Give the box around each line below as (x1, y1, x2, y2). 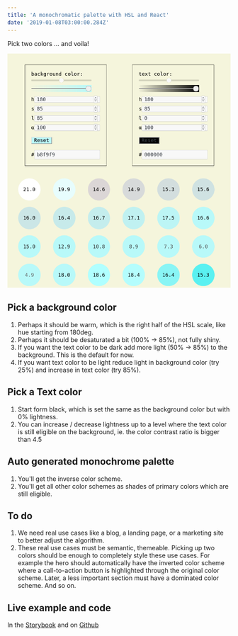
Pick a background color (7, 302, 117, 314)
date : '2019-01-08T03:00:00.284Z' (7, 18, 110, 26)
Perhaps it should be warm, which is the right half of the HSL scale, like (17, 320, 226, 329)
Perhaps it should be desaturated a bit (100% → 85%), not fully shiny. (17, 335, 221, 343)
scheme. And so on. (17, 581, 76, 590)
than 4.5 (17, 435, 42, 443)
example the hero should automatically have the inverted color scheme (17, 559, 225, 567)
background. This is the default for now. (17, 351, 135, 359)
